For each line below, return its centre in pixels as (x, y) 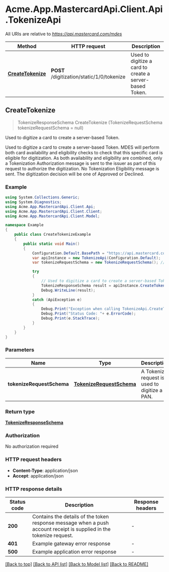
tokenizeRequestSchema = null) (51, 128)
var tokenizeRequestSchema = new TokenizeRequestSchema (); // (99, 262)
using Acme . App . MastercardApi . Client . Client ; (54, 211)
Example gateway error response (71, 543)
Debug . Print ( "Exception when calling (81, 309)
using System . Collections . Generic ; (43, 198)
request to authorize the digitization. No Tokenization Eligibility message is (82, 168)
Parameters (20, 350)
